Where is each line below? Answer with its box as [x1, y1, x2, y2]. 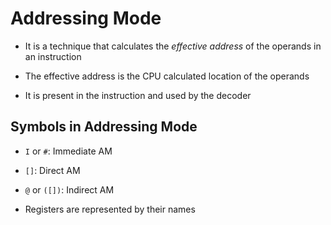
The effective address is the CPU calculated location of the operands [24, 70, 310, 82]
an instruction [24, 50, 82, 62]
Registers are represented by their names [24, 203, 196, 215]
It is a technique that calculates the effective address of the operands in [24, 40, 322, 52]
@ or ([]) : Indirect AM [24, 183, 115, 196]
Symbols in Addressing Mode [10, 118, 198, 136]
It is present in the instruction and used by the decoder [24, 89, 252, 101]
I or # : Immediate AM [24, 145, 113, 157]
